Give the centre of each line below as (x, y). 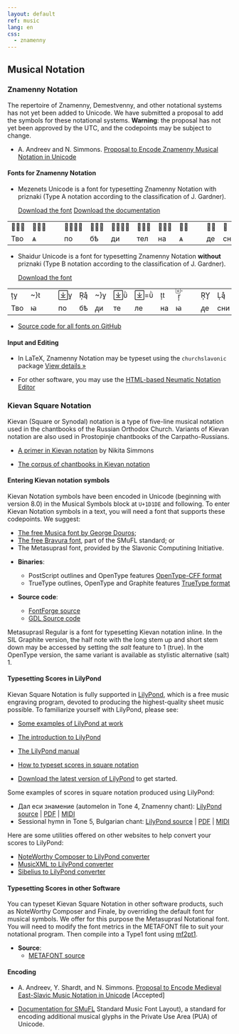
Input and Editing (33, 342)
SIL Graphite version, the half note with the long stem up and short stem (113, 639)
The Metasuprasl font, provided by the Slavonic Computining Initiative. (121, 548)
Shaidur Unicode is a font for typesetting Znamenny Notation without (119, 257)
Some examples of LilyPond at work (70, 723)
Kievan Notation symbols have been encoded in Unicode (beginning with (114, 496)
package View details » (52, 366)
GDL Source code (54, 618)
